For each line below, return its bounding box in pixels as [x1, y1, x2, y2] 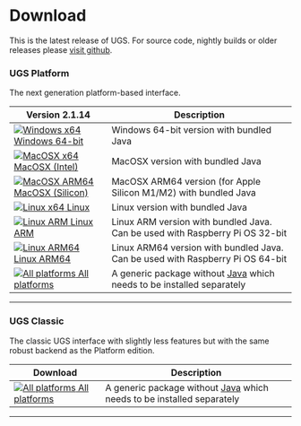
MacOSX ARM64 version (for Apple [111, 176, 262, 188]
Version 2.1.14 [26, 109, 91, 121]
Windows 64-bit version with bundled [111, 124, 271, 136]
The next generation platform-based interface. [9, 87, 181, 99]
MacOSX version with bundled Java [111, 155, 262, 168]
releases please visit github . [9, 44, 113, 55]
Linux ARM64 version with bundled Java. [111, 241, 284, 254]
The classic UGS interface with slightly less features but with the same [9, 335, 270, 346]
